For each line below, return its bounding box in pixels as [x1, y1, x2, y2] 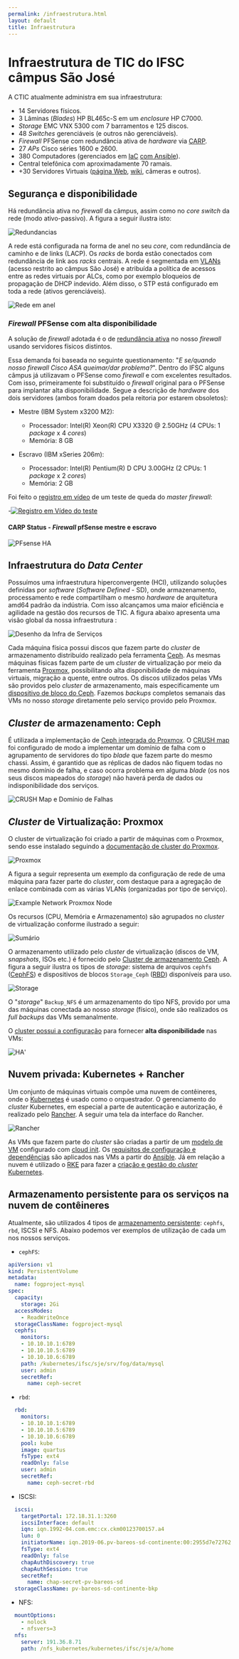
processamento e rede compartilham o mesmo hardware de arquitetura [8, 593, 218, 602]
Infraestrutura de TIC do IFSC [8, 54, 185, 70]
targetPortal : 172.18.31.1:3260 [21, 1513, 117, 1520]
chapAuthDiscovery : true [21, 1559, 95, 1566]
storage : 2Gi [21, 1301, 60, 1308]
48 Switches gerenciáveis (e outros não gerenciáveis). [18, 129, 179, 138]
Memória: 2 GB [28, 479, 73, 488]
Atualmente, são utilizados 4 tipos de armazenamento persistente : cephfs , [8, 1218, 225, 1227]
